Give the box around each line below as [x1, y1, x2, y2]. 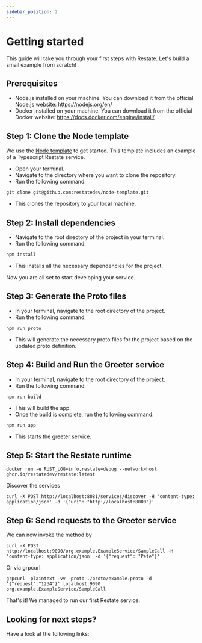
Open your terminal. [14, 165, 65, 172]
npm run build [6, 394, 42, 400]
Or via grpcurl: [6, 564, 42, 571]
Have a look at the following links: [6, 630, 90, 638]
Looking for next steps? [6, 614, 97, 624]
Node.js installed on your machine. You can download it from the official [14, 95, 194, 102]
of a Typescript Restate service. [6, 154, 85, 161]
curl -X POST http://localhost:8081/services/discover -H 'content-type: [6, 494, 195, 500]
